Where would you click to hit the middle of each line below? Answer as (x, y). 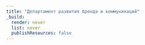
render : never (28, 22)
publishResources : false (42, 33)
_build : (15, 17)
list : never (26, 28)
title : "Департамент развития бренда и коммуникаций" (73, 11)
